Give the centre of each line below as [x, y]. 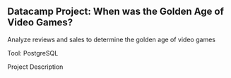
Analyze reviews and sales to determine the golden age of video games [111, 39]
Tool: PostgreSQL [33, 53]
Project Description [35, 67]
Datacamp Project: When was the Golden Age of [115, 12]
